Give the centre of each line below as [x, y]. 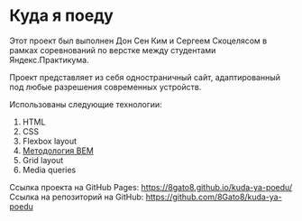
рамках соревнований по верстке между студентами [113, 50]
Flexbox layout [50, 141]
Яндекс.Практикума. [49, 60]
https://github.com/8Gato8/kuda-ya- [214, 197]
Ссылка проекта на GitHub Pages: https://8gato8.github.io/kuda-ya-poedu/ [151, 187]
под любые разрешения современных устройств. [105, 87]
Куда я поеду [62, 16]
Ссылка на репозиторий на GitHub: [77, 197]
